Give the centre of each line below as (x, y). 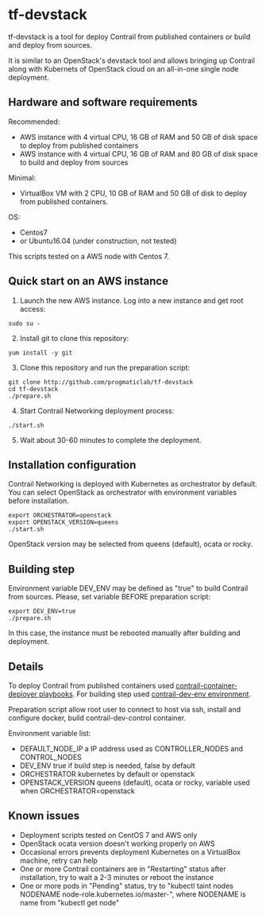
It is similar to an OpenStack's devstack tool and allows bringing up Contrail (132, 60)
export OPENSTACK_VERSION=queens (64, 522)
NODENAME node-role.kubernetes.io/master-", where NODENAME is (133, 894)
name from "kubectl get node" (69, 902)
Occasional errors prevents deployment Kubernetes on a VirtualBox (130, 851)
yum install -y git (40, 353)
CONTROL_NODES (50, 757)
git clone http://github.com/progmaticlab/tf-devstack (101, 382)
